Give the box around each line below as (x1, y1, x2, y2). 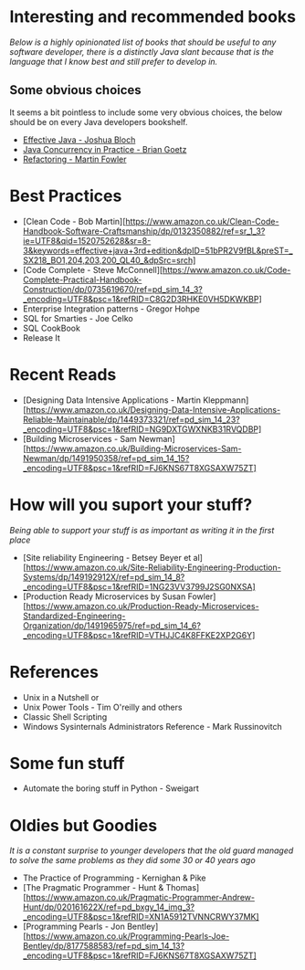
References (9, 661, 99, 682)
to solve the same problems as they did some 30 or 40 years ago (9, 855, 256, 866)
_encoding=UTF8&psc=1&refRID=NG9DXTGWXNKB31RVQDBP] (22, 423, 262, 435)
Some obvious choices (9, 82, 142, 98)
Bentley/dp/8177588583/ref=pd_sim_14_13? (22, 941, 185, 952)
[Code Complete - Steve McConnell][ (22, 264, 163, 275)
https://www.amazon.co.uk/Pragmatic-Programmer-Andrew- (26, 892, 256, 903)
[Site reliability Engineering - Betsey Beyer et (22, 552, 192, 563)
